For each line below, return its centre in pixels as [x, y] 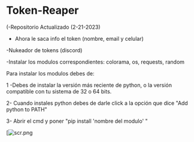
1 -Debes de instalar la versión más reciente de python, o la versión [89, 85]
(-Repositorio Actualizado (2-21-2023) [53, 27]
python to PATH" [27, 109]
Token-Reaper [43, 10]
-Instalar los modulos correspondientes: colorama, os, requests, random [95, 62]
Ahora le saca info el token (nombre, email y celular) [79, 38]
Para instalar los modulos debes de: [50, 73]
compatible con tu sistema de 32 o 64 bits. [59, 91]
